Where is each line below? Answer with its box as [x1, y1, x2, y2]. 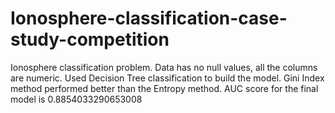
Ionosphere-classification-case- [10, 7, 288, 30]
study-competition [10, 28, 170, 51]
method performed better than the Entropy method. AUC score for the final [10, 82, 319, 94]
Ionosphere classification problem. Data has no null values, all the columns [10, 61, 318, 73]
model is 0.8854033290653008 [10, 93, 143, 105]
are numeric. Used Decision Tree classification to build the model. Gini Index [10, 72, 325, 84]
